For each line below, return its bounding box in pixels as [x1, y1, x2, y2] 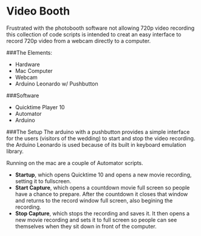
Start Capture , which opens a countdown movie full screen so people [15, 184, 190, 191]
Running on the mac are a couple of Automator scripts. [6, 159, 144, 166]
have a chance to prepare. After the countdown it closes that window [15, 190, 188, 198]
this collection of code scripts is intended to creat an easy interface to [6, 30, 182, 38]
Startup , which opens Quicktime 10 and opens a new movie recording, [15, 171, 192, 178]
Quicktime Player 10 [15, 103, 65, 110]
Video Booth [6, 4, 70, 18]
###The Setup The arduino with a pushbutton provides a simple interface [6, 128, 190, 135]
